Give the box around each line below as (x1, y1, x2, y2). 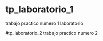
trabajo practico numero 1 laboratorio (5, 20, 83, 26)
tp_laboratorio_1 (5, 4, 74, 15)
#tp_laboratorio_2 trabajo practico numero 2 (5, 30, 98, 36)
